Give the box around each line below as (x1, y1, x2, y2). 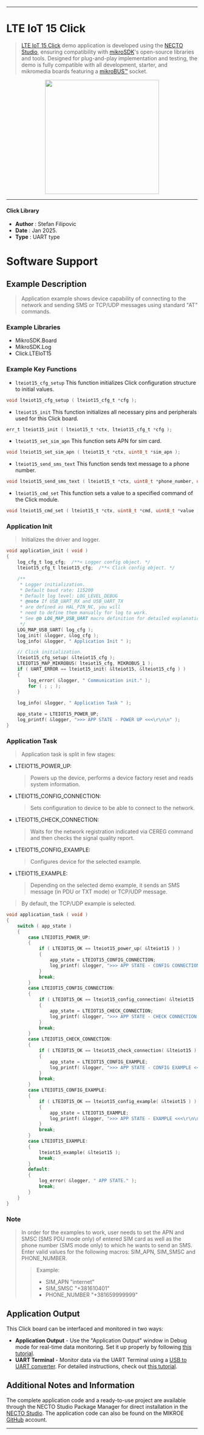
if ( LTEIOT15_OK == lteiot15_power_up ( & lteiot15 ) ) (38, 945, 181, 952)
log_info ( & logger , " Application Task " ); (17, 700, 132, 707)
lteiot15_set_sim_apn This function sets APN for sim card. (15, 437, 162, 445)
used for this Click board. (15, 415, 79, 422)
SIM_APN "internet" (45, 1278, 95, 1285)
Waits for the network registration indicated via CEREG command (30, 828, 193, 835)
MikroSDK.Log (15, 344, 52, 351)
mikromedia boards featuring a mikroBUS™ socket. (21, 68, 148, 75)
